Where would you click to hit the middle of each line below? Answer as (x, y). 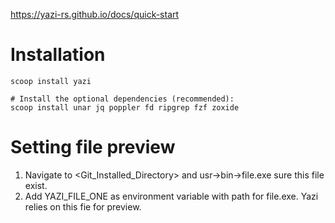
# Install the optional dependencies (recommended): (122, 99)
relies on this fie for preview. (83, 206)
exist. (36, 185)
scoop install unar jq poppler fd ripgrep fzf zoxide (125, 107)
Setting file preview (93, 147)
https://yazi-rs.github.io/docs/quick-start (95, 14)
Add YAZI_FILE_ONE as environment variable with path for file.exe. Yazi (171, 196)
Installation (58, 55)
